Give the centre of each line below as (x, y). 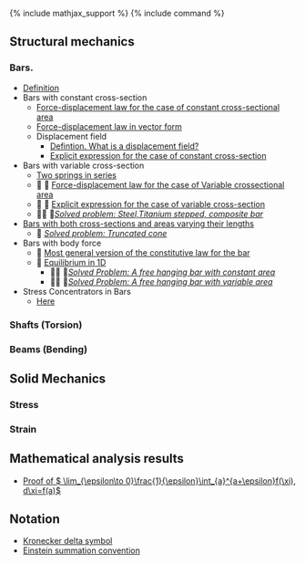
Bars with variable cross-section (83, 165)
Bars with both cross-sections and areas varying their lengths (138, 224)
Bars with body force (62, 243)
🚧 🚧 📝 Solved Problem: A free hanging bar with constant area (163, 272)
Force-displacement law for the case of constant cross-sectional (158, 107)
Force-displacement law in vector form (109, 126)
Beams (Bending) (49, 349)
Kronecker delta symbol (67, 541)
